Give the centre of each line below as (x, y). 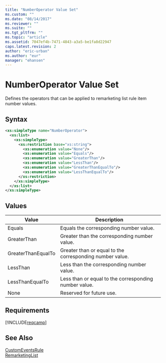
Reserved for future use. (88, 293)
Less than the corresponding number (103, 265)
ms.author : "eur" (23, 56)
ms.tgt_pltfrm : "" (24, 33)
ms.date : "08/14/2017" (28, 19)
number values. (21, 104)
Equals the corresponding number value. (107, 228)
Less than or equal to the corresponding (106, 279)
